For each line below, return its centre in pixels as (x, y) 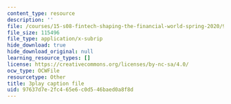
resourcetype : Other (37, 77)
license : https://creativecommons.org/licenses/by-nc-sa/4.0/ (98, 64)
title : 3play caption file (46, 83)
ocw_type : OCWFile (33, 70)
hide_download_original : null (51, 52)
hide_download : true (37, 45)
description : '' (30, 20)
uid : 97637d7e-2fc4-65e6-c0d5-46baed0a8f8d (70, 90)
